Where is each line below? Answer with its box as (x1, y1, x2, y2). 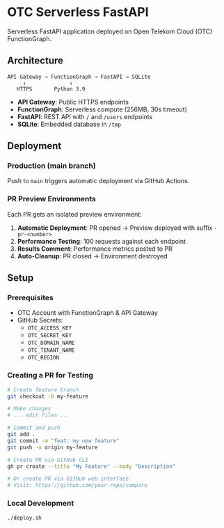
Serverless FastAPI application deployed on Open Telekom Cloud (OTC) (7, 27, 213, 36)
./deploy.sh (7, 514, 42, 521)
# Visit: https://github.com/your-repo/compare (7, 482, 148, 489)
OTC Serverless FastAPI (7, 4, 149, 20)
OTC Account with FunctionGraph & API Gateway (17, 309, 158, 317)
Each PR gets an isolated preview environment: (7, 210, 143, 218)
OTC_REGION (27, 355, 60, 362)
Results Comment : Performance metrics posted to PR (17, 244, 173, 253)
